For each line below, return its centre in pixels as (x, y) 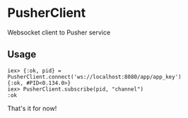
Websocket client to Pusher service (59, 32)
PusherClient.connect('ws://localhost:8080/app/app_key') (94, 77)
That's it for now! (32, 108)
